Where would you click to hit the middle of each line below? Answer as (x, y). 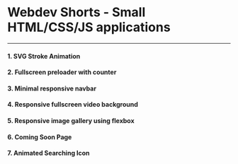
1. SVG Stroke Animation (44, 56)
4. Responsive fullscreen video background (73, 105)
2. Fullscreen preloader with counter (62, 72)
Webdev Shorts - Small (76, 12)
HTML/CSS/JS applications (89, 27)
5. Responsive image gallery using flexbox (71, 120)
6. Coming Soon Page (40, 137)
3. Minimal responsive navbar (52, 88)
